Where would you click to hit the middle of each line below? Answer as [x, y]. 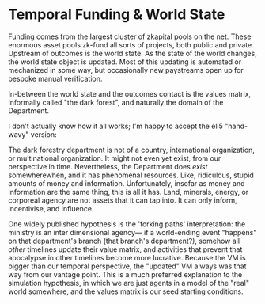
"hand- [236, 126]
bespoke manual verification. [55, 78]
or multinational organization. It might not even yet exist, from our [115, 158]
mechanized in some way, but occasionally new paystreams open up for [126, 70]
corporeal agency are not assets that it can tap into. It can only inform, [123, 200]
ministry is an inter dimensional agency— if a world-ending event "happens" [132, 232]
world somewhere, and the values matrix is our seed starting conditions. [126, 291]
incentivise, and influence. [51, 208]
